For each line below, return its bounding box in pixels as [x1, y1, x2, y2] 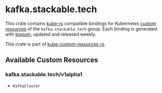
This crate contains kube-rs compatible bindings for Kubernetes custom [5, 20, 156, 26]
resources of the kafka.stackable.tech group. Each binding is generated [5, 25, 157, 32]
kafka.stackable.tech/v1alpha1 [5, 71, 83, 78]
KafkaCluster [12, 83, 41, 88]
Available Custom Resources [5, 56, 99, 65]
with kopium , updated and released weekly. [5, 31, 96, 37]
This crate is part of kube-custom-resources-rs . [5, 41, 106, 47]
